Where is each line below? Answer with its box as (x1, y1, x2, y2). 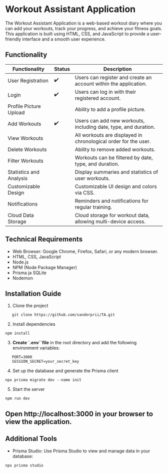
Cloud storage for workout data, (74, 211, 150, 218)
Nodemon (12, 275, 33, 281)
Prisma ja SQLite (12, 270, 46, 276)
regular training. (74, 203, 112, 210)
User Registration (7, 77, 48, 84)
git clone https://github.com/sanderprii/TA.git (11, 312, 115, 318)
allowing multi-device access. (74, 218, 146, 225)
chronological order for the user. (74, 138, 151, 145)
